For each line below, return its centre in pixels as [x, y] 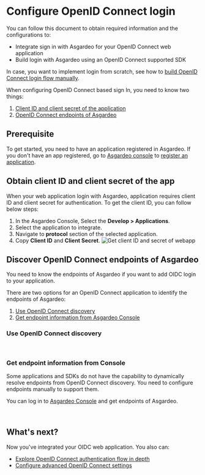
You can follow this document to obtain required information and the [92, 28]
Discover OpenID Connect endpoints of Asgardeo [102, 260]
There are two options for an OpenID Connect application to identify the [97, 293]
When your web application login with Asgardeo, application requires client [101, 196]
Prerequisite [30, 134]
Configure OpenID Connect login [91, 11]
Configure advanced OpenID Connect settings [74, 465]
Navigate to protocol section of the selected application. [86, 234]
